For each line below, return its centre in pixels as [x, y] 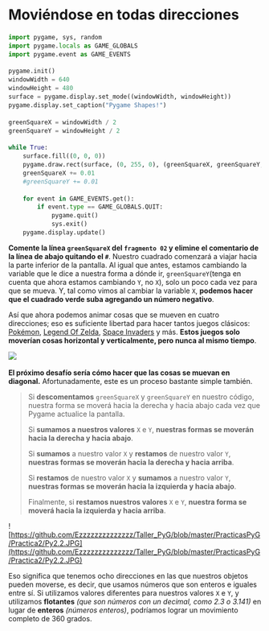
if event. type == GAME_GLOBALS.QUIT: [100, 207]
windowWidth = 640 [39, 80]
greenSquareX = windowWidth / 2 [62, 122]
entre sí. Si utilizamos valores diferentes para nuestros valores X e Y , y [124, 592]
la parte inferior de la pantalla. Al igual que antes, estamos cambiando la [128, 265]
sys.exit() [69, 224]
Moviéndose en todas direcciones [124, 15]
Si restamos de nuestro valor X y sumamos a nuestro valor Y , [129, 477]
